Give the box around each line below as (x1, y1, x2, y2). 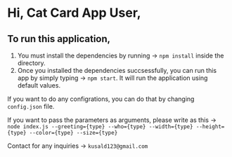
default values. (17, 81, 61, 89)
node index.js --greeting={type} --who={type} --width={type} (7, 123, 193, 130)
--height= (195, 123, 225, 130)
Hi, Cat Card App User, (7, 5, 142, 21)
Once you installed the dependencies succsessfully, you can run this (17, 67, 217, 74)
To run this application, (7, 33, 111, 45)
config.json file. (7, 102, 55, 110)
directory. (17, 59, 46, 67)
